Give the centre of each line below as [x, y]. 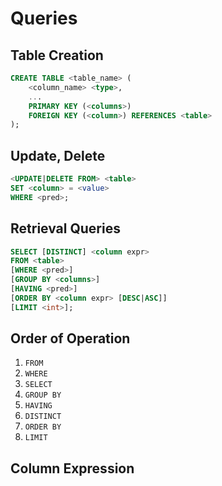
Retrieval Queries [65, 228]
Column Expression [72, 468]
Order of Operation [70, 338]
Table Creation [57, 55]
